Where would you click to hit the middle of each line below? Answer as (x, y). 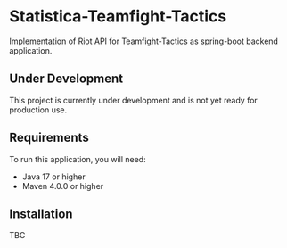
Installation (41, 214)
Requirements (49, 138)
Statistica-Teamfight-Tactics (118, 17)
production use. (38, 110)
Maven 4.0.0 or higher (63, 186)
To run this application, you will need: (78, 159)
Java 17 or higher (54, 177)
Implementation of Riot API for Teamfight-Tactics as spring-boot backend (144, 41)
